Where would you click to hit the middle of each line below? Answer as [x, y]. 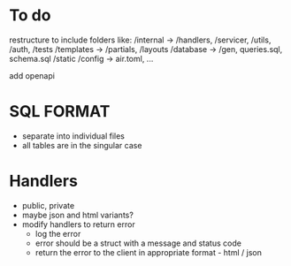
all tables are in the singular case [82, 145]
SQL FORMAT [60, 112]
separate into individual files [73, 136]
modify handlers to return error [78, 224]
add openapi [32, 75]
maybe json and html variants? [78, 215]
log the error [58, 233]
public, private [48, 205]
